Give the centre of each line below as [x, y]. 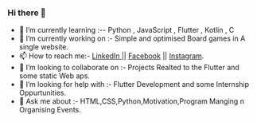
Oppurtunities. [43, 93]
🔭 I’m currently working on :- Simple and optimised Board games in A [132, 38]
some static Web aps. [55, 76]
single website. [44, 47]
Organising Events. [50, 110]
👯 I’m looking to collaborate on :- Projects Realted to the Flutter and [129, 68]
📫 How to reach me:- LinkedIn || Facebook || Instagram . [111, 56]
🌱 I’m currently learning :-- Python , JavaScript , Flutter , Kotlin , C [127, 30]
